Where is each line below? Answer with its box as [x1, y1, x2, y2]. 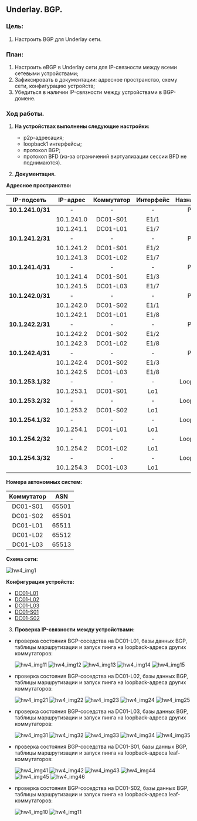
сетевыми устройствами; [14, 70, 79, 77]
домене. [14, 95, 36, 102]
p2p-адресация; [23, 134, 64, 142]
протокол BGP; [23, 147, 60, 154]
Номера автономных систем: [6, 479, 83, 486]
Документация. [14, 170, 56, 178]
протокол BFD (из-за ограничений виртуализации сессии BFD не [23, 153, 187, 160]
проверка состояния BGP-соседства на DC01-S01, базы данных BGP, [14, 743, 188, 751]
